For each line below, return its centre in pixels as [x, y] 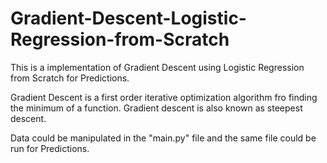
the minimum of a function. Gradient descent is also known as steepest [156, 108]
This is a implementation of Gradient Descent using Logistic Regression [157, 67]
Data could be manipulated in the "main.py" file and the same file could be [163, 138]
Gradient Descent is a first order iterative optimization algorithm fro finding [164, 97]
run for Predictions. [50, 148]
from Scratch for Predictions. [70, 78]
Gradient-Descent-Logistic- [128, 18]
